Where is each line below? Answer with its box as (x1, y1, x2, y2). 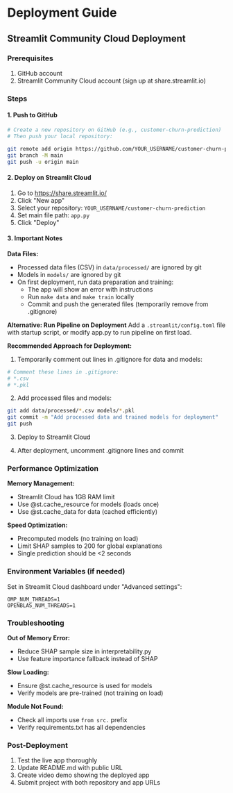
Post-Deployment (7, 740, 68, 750)
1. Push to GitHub (7, 111, 58, 119)
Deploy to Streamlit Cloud (17, 433, 91, 442)
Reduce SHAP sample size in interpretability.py (17, 647, 152, 656)
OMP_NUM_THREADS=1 (7, 596, 60, 603)
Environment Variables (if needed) (7, 567, 126, 576)
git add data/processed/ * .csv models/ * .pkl (7, 408, 135, 415)
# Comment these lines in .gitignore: (7, 368, 119, 376)
